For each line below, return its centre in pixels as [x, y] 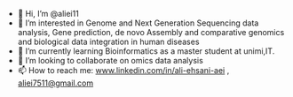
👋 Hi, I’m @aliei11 [48, 14]
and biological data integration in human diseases [108, 41]
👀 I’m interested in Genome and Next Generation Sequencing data [138, 23]
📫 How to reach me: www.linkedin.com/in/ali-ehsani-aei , [123, 70]
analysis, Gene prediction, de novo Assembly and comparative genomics [151, 32]
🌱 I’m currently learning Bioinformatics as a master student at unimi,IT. [146, 51]
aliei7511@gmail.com [55, 83]
